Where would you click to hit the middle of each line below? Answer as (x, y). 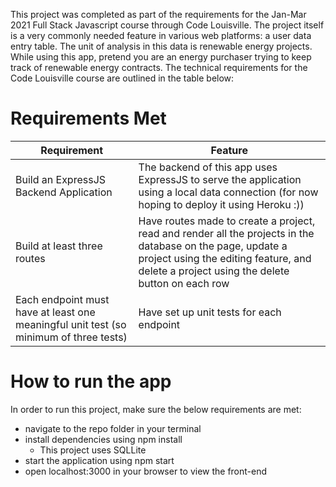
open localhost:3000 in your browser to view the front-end (146, 471)
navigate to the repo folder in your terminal (113, 428)
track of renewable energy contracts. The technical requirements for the (159, 67)
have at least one (55, 312)
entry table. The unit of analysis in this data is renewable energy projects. (161, 46)
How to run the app (91, 381)
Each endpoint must (62, 299)
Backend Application (64, 192)
